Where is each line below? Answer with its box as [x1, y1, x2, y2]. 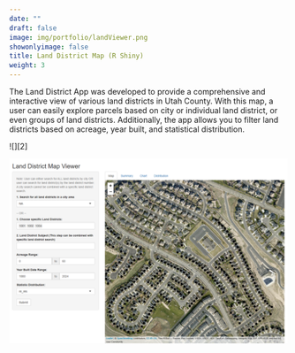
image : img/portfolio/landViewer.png [9, 33, 148, 42]
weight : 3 [9, 61, 46, 70]
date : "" [9, 14, 42, 23]
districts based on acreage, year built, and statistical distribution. [9, 124, 246, 134]
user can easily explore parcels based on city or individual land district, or [9, 105, 278, 115]
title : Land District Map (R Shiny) [9, 51, 144, 61]
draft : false [9, 23, 57, 33]
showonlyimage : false [9, 42, 89, 51]
